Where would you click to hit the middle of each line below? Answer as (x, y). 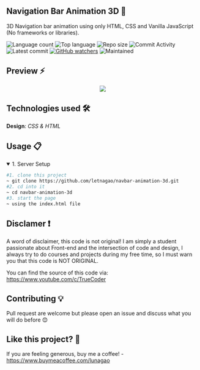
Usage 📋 (24, 146)
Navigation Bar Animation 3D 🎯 (66, 11)
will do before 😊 (27, 320)
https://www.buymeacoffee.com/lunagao (58, 360)
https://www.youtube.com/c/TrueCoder (56, 279)
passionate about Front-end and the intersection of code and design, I (95, 248)
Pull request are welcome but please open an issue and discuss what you (99, 314)
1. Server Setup (31, 164)
